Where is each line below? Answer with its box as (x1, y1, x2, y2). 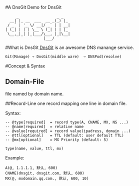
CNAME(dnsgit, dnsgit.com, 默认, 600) (5, 170, 84, 175)
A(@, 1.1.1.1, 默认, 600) (5, 165, 57, 170)
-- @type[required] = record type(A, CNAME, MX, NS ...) (5, 119, 128, 124)
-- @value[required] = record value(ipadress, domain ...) (5, 128, 131, 133)
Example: (5, 154, 24, 160)
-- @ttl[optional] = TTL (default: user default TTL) (5, 132, 124, 138)
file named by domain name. (5, 90, 64, 96)
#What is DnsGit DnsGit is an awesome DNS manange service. (5, 44, 134, 50)
